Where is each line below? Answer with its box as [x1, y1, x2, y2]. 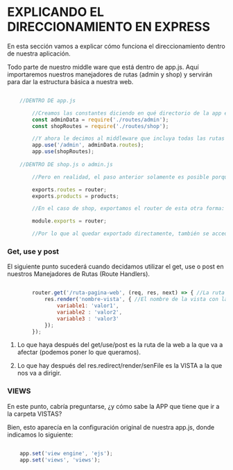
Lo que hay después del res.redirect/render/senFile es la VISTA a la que [17, 362, 223, 370]
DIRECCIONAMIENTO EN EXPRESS [7, 19, 210, 35]
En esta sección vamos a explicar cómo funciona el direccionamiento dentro [7, 42, 225, 50]
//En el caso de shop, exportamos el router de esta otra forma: [32, 205, 225, 212]
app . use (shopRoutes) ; [32, 148, 95, 155]
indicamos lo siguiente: [7, 430, 74, 439]
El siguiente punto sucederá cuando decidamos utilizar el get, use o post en [7, 262, 224, 271]
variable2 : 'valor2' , [56, 309, 123, 316]
